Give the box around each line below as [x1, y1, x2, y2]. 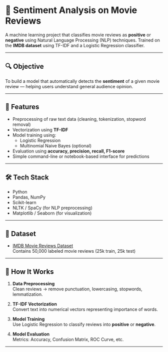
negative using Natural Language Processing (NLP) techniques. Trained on [5, 37, 160, 43]
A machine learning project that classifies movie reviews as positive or [5, 32, 151, 38]
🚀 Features [5, 103, 39, 111]
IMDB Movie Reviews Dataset [12, 243, 73, 249]
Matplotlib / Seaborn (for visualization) [12, 210, 92, 216]
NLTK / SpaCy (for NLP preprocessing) [12, 205, 92, 211]
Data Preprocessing [12, 281, 55, 286]
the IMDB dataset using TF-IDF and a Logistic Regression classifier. [5, 42, 145, 48]
